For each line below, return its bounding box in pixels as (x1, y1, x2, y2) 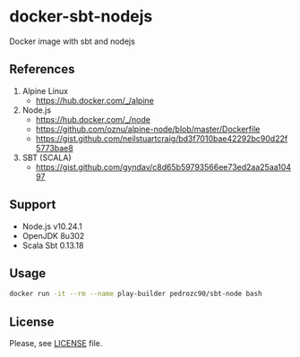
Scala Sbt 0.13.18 (21, 240, 84, 251)
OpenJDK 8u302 (21, 230, 85, 241)
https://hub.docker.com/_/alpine (35, 95, 154, 106)
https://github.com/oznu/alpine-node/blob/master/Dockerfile (35, 123, 261, 134)
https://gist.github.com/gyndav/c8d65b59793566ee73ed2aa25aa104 (35, 161, 292, 172)
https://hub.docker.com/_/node (35, 114, 150, 124)
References (9, 62, 75, 77)
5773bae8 (35, 142, 73, 153)
